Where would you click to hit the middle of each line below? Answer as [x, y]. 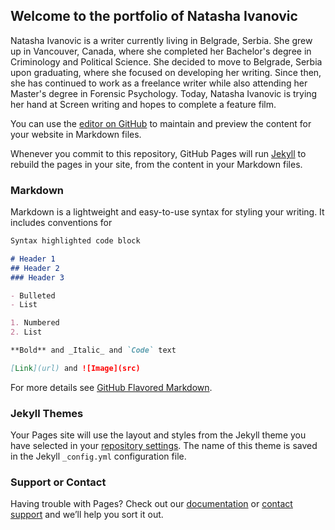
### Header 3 [37, 277]
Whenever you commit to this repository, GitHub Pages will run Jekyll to [158, 153]
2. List [26, 332]
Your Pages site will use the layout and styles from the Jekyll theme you [158, 435]
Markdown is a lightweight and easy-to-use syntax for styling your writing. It [167, 212]
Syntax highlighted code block [75, 241]
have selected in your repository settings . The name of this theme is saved [164, 446]
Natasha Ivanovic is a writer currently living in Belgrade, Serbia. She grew [161, 40]
